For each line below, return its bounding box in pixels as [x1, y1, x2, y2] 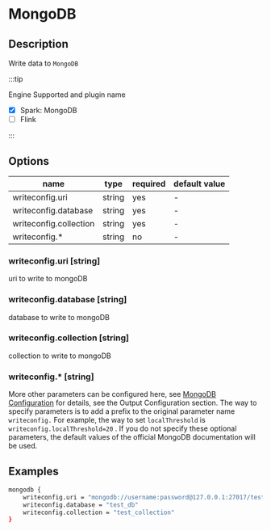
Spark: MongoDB [19, 106, 78, 115]
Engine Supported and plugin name [8, 90, 127, 99]
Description [8, 37, 69, 51]
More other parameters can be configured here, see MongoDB [8, 390, 216, 399]
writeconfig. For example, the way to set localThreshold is [8, 415, 206, 425]
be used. [8, 441, 38, 451]
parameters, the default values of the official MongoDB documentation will [8, 432, 256, 442]
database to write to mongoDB [8, 312, 110, 322]
